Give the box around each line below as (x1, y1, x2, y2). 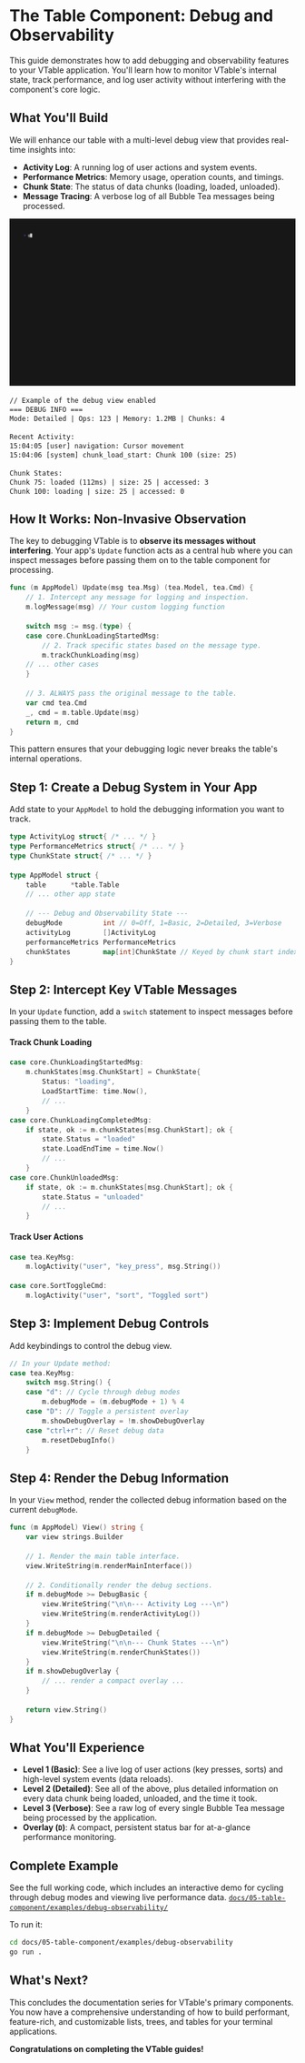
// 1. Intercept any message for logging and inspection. (25, 593, 250, 602)
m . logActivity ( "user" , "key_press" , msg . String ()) (25, 1262, 221, 1272)
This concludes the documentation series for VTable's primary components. (9, 1997, 294, 2008)
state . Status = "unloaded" (42, 1193, 144, 1202)
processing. (9, 565, 54, 576)
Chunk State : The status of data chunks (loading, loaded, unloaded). (22, 181, 280, 192)
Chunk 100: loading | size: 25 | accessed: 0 (9, 487, 184, 496)
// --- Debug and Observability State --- (25, 909, 189, 919)
